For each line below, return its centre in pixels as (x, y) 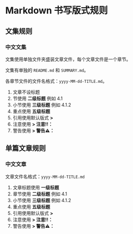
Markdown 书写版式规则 (57, 11)
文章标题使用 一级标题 (36, 187)
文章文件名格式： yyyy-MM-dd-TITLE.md (45, 176)
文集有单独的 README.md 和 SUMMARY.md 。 (47, 70)
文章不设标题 (26, 92)
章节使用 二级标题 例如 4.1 (40, 194)
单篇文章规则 (26, 148)
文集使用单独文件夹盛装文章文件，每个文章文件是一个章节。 (68, 59)
